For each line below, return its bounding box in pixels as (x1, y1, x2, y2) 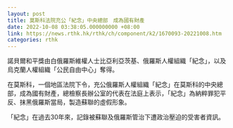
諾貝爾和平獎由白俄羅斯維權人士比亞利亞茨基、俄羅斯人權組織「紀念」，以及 (7, 57, 227, 65)
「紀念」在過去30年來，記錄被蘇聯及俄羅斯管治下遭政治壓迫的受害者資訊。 (7, 113, 225, 122)
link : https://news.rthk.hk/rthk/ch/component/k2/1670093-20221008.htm (7, 30, 222, 37)
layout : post (7, 10, 46, 18)
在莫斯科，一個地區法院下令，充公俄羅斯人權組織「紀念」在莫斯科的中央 (7, 80, 217, 89)
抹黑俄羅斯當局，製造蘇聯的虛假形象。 (19, 98, 131, 106)
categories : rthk (7, 37, 58, 44)
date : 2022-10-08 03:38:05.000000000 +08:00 (7, 23, 140, 30)
